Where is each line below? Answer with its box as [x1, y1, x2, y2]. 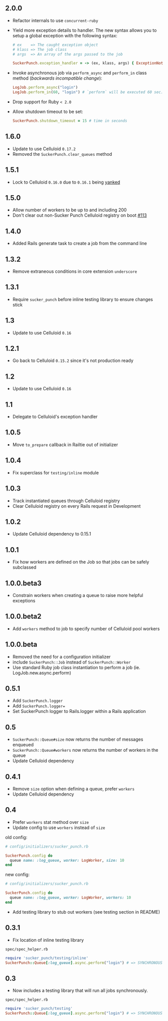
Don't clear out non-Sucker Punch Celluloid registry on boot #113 [12, 212, 147, 218]
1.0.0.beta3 [5, 579, 42, 587]
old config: [5, 834, 28, 840]
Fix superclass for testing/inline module [12, 469, 99, 475]
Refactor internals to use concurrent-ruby [12, 17, 99, 23]
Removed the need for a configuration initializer [12, 653, 111, 659]
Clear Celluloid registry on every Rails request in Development [12, 503, 141, 509]
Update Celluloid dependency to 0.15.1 [12, 531, 91, 537]
